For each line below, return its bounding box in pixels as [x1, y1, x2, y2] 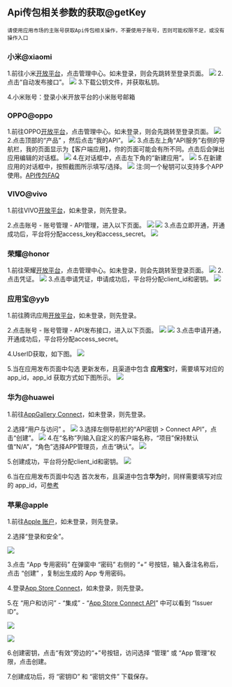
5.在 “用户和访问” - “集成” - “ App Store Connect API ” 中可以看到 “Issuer [7, 598, 213, 607]
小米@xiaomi [7, 52, 52, 62]
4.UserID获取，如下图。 [7, 349, 75, 359]
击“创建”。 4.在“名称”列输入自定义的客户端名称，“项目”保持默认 [7, 433, 199, 442]
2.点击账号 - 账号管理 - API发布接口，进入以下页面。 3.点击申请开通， [7, 326, 225, 335]
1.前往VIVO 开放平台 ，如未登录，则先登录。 [7, 206, 131, 214]
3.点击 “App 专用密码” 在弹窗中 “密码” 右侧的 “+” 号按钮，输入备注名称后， [7, 560, 222, 569]
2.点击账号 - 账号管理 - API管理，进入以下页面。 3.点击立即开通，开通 [7, 221, 225, 229]
